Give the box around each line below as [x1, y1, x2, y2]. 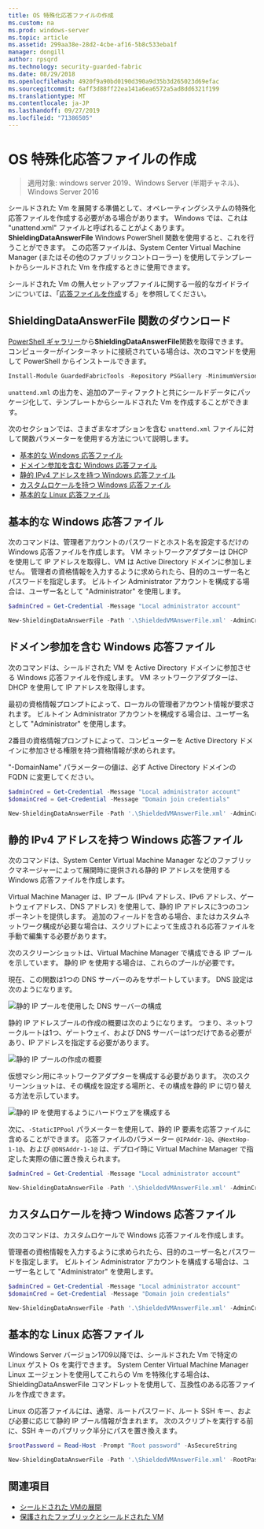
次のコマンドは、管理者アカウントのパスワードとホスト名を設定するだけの [8, 538, 249, 547]
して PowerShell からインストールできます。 [8, 356, 151, 366]
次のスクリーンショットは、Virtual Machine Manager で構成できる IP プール [8, 948, 253, 958]
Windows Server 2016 [27, 187, 100, 196]
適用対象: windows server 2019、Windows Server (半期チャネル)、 [27, 178, 244, 188]
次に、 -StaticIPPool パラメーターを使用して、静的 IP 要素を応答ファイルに [8, 1125, 251, 1134]
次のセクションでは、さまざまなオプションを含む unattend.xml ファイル [8, 423, 240, 433]
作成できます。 [21, 1389, 70, 1399]
